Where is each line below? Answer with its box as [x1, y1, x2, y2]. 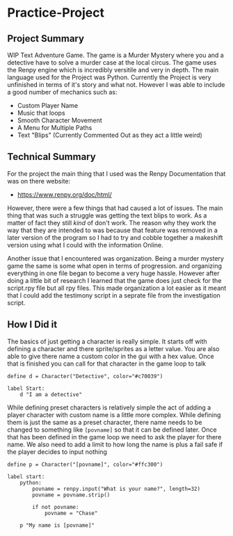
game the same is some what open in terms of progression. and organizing [7, 261, 223, 270]
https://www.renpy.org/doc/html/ [17, 190, 113, 199]
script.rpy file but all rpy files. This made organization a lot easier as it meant [7, 284, 227, 292]
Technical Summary [7, 151, 96, 163]
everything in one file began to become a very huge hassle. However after [7, 269, 220, 277]
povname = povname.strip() [32, 492, 111, 498]
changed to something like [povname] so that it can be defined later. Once [7, 425, 217, 434]
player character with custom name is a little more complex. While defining [7, 410, 221, 419]
